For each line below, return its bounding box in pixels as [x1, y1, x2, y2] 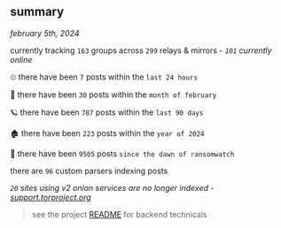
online [10, 54, 33, 65]
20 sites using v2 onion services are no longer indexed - [10, 182, 215, 193]
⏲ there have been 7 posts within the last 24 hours [10, 72, 199, 82]
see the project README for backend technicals [31, 209, 207, 219]
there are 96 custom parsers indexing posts [10, 165, 168, 176]
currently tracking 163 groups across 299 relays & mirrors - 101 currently [10, 45, 273, 56]
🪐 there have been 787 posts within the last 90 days [10, 107, 204, 118]
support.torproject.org [10, 192, 91, 202]
